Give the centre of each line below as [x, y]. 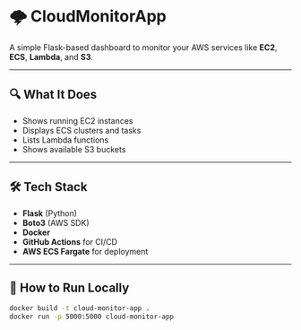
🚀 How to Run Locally [69, 287]
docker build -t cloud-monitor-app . [80, 308]
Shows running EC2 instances [77, 120]
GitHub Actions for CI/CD [70, 241]
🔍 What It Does [53, 95]
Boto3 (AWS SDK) [56, 222]
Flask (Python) [50, 213]
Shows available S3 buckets [74, 149]
